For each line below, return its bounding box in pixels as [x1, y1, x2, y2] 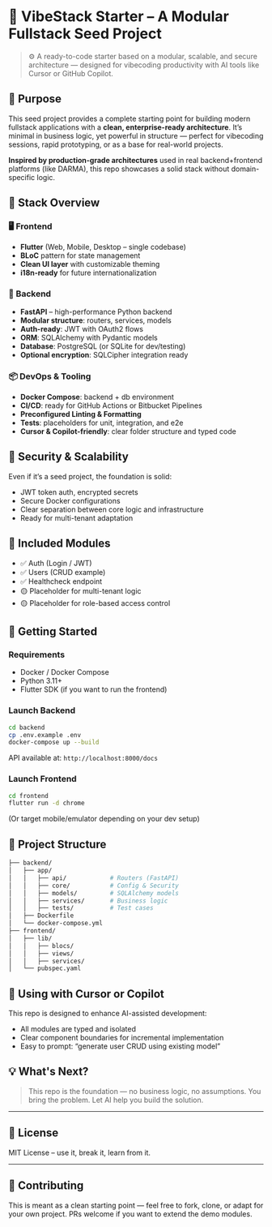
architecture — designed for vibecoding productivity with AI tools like [28, 60, 260, 70]
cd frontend [8, 792, 49, 800]
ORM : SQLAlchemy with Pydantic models [19, 332, 158, 342]
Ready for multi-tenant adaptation [19, 513, 134, 522]
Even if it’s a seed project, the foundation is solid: [8, 471, 172, 481]
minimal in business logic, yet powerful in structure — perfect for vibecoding [8, 131, 264, 140]
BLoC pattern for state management [19, 251, 141, 260]
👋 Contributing [8, 1179, 84, 1193]
